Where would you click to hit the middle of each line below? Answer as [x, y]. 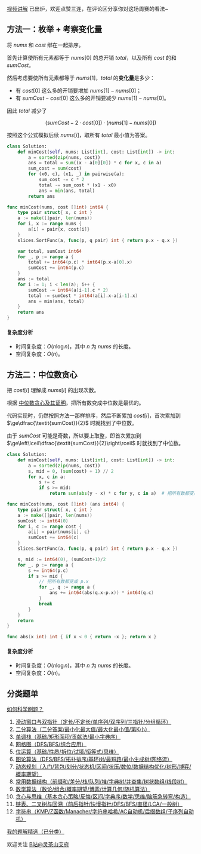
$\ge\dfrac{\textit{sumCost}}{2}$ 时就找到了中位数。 [72, 423]
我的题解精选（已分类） [35, 832]
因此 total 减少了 [27, 111]
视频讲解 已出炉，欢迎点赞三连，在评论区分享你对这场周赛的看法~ [88, 9]
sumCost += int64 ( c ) [54, 538]
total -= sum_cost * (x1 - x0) [78, 185]
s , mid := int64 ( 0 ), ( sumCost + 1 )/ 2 [62, 559]
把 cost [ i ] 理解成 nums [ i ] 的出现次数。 [53, 390]
